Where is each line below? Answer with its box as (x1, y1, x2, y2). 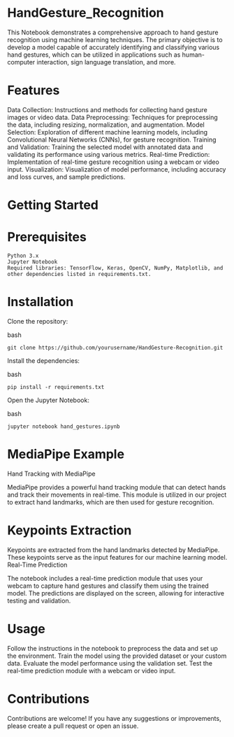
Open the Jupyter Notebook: (7, 396, 89, 404)
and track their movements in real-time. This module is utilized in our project (7, 490, 227, 499)
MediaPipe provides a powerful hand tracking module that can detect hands (7, 483, 226, 491)
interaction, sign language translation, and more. (36, 57, 176, 66)
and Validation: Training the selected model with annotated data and (7, 142, 204, 151)
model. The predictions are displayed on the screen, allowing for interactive (7, 588, 225, 597)
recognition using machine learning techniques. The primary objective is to (7, 35, 223, 43)
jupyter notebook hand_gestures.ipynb (7, 422, 120, 430)
